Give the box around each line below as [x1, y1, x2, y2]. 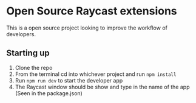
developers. [6, 30, 36, 37]
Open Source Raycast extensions [6, 4, 177, 18]
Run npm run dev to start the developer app [15, 76, 123, 84]
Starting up [6, 48, 50, 58]
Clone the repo [15, 64, 53, 71]
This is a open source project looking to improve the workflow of [6, 24, 168, 31]
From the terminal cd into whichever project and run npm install [15, 70, 177, 78]
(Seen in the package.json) [15, 89, 83, 97]
